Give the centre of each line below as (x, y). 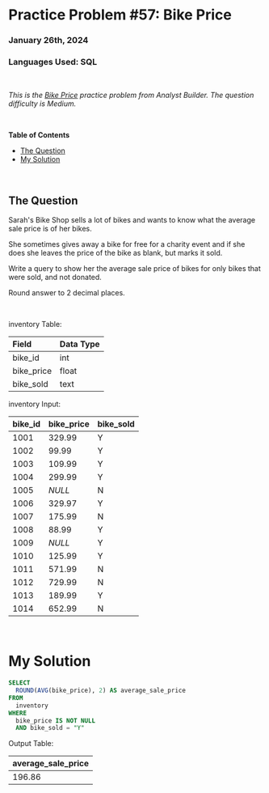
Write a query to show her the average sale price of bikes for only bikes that (134, 269)
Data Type (80, 344)
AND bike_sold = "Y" (50, 728)
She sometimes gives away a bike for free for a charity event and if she (127, 244)
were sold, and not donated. (55, 278)
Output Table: (31, 744)
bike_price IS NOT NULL (55, 721)
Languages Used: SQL (53, 62)
